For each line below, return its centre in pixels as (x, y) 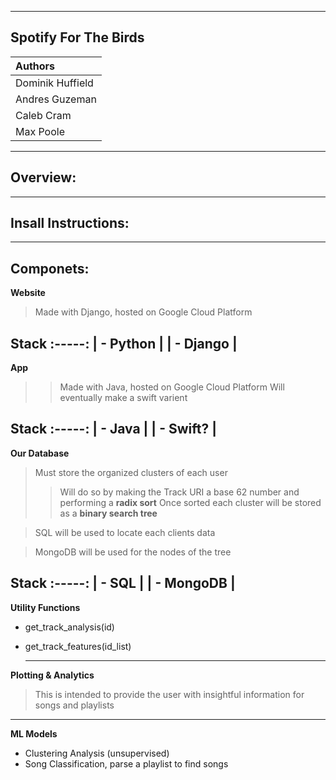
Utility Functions (45, 607)
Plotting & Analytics (52, 675)
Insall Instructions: (70, 223)
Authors (35, 66)
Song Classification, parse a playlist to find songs (126, 763)
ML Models (34, 733)
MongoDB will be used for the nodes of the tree (133, 552)
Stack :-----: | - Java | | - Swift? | (113, 429)
